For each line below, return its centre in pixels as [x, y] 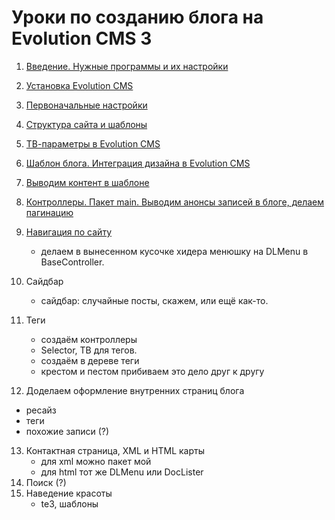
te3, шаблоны [69, 503]
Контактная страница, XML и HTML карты [115, 450]
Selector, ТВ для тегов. [89, 350]
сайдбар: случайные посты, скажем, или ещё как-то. [154, 300]
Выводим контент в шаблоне [87, 182]
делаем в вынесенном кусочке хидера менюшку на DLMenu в [174, 251]
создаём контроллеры [89, 339]
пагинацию [49, 212]
